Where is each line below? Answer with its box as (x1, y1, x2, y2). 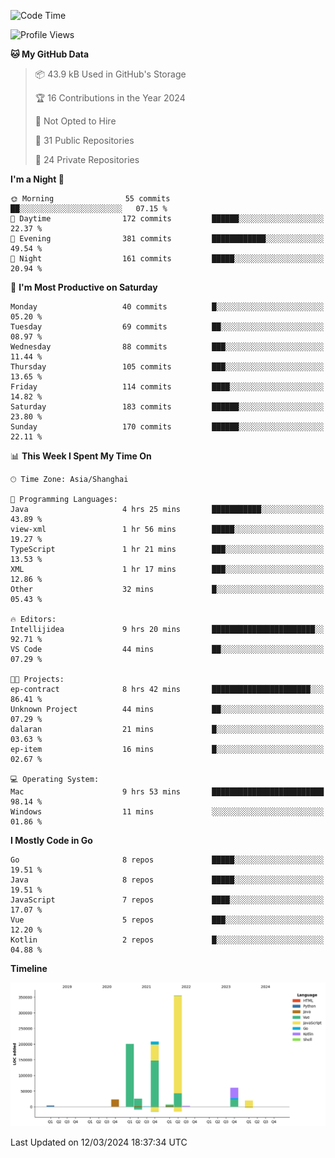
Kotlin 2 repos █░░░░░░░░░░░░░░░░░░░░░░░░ (10, 935, 325, 945)
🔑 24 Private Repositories (34, 154, 140, 165)
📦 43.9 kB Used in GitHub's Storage (34, 68, 187, 80)
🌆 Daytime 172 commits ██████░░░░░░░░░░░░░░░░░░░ (10, 214, 325, 224)
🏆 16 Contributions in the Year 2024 (34, 92, 186, 104)
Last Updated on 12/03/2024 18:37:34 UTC (10, 1136, 188, 1148)
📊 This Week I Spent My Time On (10, 450, 152, 462)
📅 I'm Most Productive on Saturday (10, 281, 158, 293)
